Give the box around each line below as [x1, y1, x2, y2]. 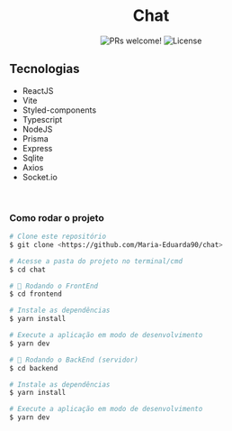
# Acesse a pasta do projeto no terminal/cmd [9, 256, 183, 266]
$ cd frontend [9, 289, 63, 298]
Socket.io [22, 171, 58, 182]
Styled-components [22, 105, 97, 115]
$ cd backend [9, 363, 58, 372]
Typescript [22, 114, 63, 124]
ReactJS [22, 85, 54, 96]
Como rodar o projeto [9, 211, 105, 224]
